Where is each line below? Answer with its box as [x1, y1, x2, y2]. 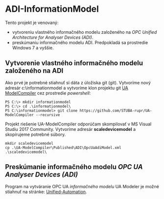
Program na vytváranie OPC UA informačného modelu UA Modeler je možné [5, 183, 159, 189]
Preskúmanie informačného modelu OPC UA [5, 163, 143, 171]
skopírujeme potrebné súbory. [5, 131, 66, 137]
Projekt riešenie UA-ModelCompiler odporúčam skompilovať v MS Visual [5, 121, 152, 127]
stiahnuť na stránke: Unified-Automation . [5, 189, 87, 195]
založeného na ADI [5, 67, 64, 75]
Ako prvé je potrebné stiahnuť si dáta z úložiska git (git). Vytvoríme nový [5, 79, 151, 85]
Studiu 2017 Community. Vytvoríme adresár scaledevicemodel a [5, 126, 136, 132]
